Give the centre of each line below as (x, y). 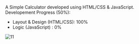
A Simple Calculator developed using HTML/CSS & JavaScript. (70, 7)
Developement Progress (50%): (38, 12)
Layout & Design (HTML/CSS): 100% (50, 22)
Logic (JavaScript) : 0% (37, 27)
